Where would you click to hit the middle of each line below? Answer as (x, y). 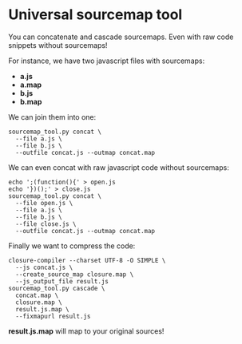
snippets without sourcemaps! (58, 45)
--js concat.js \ (44, 267)
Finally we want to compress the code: (72, 246)
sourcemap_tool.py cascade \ (57, 288)
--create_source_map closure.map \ (75, 274)
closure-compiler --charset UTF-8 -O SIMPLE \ (87, 260)
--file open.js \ (44, 203)
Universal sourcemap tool (95, 15)
